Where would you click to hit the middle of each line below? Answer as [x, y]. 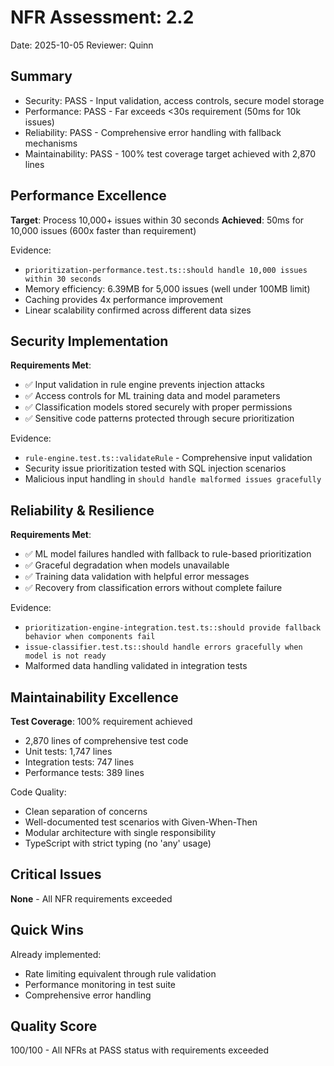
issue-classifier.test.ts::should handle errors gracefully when [163, 647]
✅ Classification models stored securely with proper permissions [158, 407]
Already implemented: [56, 954]
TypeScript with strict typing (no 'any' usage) [118, 843]
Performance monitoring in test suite [100, 984]
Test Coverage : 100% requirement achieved [101, 721]
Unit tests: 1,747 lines [68, 751]
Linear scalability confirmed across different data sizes [138, 310]
